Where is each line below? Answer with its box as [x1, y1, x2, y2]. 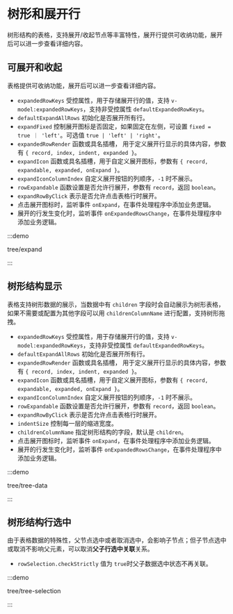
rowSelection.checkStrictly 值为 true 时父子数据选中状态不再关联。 [17, 560, 212, 568]
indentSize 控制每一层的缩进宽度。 [17, 419, 118, 427]
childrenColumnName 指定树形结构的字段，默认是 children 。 [17, 428, 188, 436]
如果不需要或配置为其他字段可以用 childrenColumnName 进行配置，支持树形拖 [7, 308, 225, 317]
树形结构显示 [7, 281, 63, 292]
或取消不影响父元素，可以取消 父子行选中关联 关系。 [7, 545, 154, 553]
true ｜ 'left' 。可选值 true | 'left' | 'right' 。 [17, 131, 165, 139]
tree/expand [7, 244, 42, 254]
